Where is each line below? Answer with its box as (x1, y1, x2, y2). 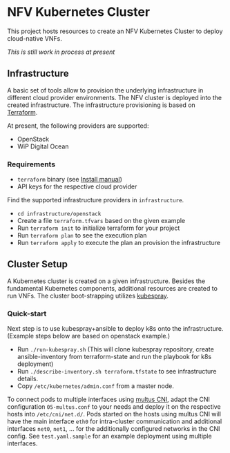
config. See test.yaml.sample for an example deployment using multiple (7, 432, 212, 441)
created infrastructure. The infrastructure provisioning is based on (7, 101, 195, 109)
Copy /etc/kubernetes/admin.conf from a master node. (17, 382, 174, 390)
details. (17, 374, 39, 383)
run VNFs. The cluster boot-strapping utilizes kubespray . (7, 291, 169, 300)
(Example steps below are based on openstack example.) (7, 332, 171, 340)
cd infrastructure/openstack (17, 211, 102, 218)
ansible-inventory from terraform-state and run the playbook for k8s (17, 353, 212, 361)
